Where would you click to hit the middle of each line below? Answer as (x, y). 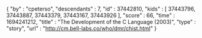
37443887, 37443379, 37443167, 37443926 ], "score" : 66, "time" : (91, 15)
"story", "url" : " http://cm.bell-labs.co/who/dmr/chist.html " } (81, 28)
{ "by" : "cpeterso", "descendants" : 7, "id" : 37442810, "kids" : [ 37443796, (101, 9)
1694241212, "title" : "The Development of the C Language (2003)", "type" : (101, 22)
